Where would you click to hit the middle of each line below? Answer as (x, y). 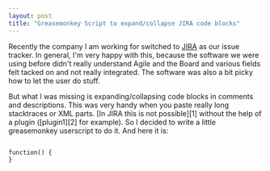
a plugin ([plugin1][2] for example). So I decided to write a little (112, 122)
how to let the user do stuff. (54, 81)
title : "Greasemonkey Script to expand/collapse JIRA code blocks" (124, 23)
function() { (30, 152)
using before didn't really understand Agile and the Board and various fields (135, 63)
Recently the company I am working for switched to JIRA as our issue (124, 46)
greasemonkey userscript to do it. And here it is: (89, 131)
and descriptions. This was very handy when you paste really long (119, 105)
